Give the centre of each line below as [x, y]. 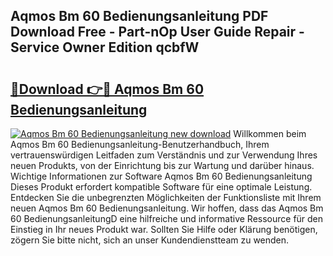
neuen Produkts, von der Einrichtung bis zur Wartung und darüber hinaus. [162, 165]
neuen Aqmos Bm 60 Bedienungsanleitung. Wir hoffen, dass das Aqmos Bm [167, 208]
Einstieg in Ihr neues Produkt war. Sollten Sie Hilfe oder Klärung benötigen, [164, 229]
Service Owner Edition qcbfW [105, 47]
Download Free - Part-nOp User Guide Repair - [157, 32]
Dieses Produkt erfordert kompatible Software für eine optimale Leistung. [161, 187]
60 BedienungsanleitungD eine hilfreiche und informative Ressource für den [167, 218]
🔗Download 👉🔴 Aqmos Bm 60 [107, 89]
